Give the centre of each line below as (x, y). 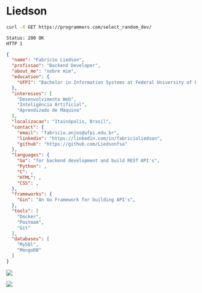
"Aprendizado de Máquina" (50, 110)
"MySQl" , (28, 245)
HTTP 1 (14, 43)
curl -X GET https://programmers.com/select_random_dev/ (79, 27)
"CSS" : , (28, 183)
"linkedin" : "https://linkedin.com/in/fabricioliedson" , (90, 138)
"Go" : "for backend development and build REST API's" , (89, 161)
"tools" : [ (25, 211)
